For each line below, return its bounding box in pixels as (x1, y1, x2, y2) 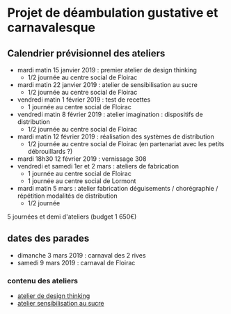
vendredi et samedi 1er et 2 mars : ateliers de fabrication (17, 162, 180, 170)
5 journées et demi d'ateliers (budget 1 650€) (7, 212, 137, 221)
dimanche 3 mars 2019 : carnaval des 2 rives (17, 251, 146, 259)
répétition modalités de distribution (17, 191, 118, 200)
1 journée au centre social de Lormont (27, 177, 136, 185)
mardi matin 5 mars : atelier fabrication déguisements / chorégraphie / (17, 185, 218, 192)
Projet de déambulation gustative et (7, 5, 218, 21)
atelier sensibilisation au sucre (17, 299, 104, 308)
